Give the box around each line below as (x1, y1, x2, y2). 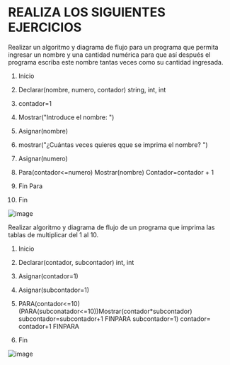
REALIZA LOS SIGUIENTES (8, 4, 166, 21)
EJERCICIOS (8, 19, 82, 36)
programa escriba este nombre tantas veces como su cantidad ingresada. (8, 58, 224, 66)
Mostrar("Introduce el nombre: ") (18, 113, 115, 121)
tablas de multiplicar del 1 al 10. (8, 230, 99, 239)
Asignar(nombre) (18, 126, 68, 135)
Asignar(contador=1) (18, 271, 79, 280)
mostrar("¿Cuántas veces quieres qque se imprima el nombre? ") (18, 140, 208, 149)
